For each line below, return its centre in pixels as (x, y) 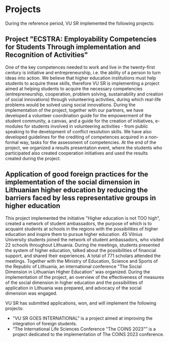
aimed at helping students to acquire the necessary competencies (74, 88)
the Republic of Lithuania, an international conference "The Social (74, 266)
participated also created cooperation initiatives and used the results (76, 153)
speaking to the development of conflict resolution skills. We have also (78, 131)
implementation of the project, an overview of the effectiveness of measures (85, 277)
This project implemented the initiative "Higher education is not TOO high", (83, 218)
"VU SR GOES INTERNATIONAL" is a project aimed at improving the (82, 318)
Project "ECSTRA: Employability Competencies (81, 39)
